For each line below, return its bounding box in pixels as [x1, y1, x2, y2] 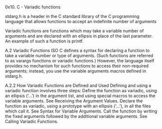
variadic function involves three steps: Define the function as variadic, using [5, 88, 157, 93]
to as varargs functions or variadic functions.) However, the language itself [5, 58, 154, 63]
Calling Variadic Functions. [5, 118, 58, 124]
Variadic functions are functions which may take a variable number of [5, 28, 144, 33]
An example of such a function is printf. [5, 38, 84, 44]
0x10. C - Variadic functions [5, 4, 61, 10]
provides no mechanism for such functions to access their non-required [5, 63, 149, 69]
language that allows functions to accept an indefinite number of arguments [5, 19, 157, 24]
